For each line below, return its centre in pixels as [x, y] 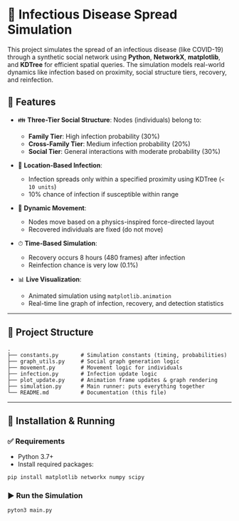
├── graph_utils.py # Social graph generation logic [94, 361]
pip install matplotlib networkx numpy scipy [76, 478]
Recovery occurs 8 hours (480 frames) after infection [107, 257]
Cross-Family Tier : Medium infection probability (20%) [109, 144]
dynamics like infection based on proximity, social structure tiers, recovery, [117, 72]
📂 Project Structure [51, 332]
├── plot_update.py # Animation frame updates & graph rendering [113, 380]
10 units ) [42, 186]
